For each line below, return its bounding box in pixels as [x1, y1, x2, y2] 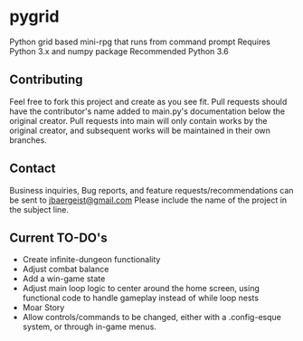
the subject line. [9, 204, 70, 214]
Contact [9, 161, 56, 176]
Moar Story [22, 302, 65, 313]
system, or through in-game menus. [22, 321, 156, 332]
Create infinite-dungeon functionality [22, 254, 161, 265]
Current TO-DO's [9, 230, 109, 245]
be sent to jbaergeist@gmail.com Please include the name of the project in [9, 194, 288, 205]
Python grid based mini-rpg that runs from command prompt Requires [9, 36, 271, 47]
